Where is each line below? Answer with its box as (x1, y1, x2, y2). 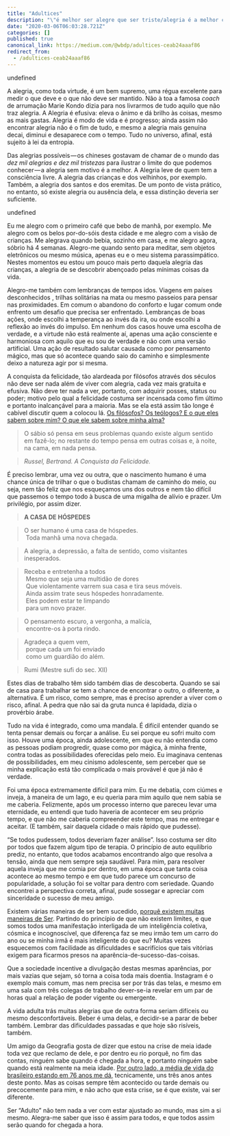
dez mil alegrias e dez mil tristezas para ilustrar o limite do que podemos (7, 159, 212, 167)
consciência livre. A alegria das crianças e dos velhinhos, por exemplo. (7, 173, 207, 181)
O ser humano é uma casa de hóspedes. (23, 526, 138, 534)
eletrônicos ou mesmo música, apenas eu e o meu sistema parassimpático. (7, 251, 219, 259)
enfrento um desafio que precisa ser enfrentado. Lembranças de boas (7, 308, 205, 316)
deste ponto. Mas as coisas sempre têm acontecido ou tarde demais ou (7, 1078, 209, 1087)
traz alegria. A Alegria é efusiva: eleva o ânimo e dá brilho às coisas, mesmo (7, 108, 222, 117)
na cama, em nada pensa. (23, 443, 97, 452)
